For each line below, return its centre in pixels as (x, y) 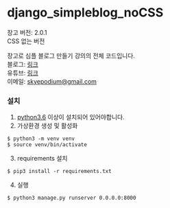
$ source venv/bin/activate (47, 145)
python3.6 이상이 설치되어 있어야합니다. (71, 117)
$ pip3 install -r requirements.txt (59, 172)
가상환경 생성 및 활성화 (47, 126)
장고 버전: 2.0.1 (27, 32)
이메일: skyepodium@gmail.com (52, 81)
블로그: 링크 (23, 64)
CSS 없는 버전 (26, 41)
